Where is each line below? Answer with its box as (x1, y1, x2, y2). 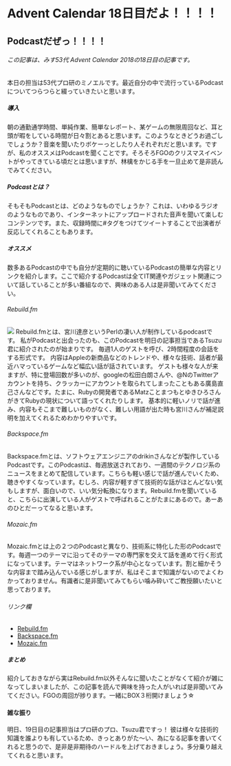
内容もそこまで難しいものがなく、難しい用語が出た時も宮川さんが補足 (19, 405, 218, 413)
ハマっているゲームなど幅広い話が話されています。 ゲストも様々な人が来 (12, 362, 219, 370)
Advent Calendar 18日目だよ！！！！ (7, 6, 219, 21)
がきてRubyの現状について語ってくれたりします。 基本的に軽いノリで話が (7, 396, 215, 405)
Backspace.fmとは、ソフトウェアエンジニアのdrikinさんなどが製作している (7, 452, 220, 461)
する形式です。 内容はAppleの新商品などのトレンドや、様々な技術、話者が (7, 353, 218, 361)
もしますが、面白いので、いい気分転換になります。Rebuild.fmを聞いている (7, 487, 217, 495)
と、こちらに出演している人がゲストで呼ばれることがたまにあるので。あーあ (7, 495, 223, 503)
